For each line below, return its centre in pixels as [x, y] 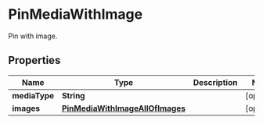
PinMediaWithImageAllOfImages [124, 108]
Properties [34, 60]
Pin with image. [33, 36]
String [73, 95]
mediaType [33, 95]
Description [215, 82]
